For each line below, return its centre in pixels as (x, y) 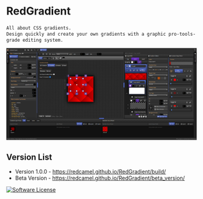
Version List (29, 157)
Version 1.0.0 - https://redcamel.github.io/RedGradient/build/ (90, 172)
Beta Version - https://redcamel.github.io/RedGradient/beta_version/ (100, 178)
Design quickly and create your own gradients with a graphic (86, 34)
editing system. (43, 40)
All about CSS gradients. (39, 28)
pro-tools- (182, 34)
